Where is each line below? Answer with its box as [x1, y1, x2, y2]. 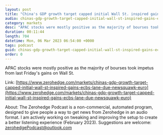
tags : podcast [5, 43, 34, 48]
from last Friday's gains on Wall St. [5, 70, 74, 76]
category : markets [5, 20, 42, 26]
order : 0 [5, 52, 23, 57]
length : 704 [5, 34, 29, 39]
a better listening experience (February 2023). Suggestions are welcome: [5, 120, 152, 125]
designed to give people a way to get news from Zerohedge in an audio [5, 109, 148, 115]
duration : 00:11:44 [5, 29, 45, 34]
